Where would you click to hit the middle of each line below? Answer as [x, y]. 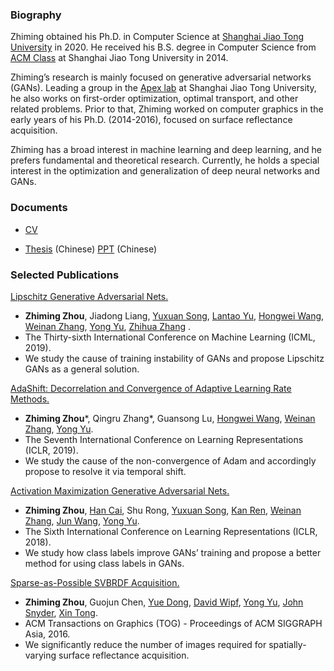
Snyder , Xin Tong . [61, 612]
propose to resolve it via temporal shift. [105, 471]
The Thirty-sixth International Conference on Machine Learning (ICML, [170, 337]
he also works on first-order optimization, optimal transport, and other [154, 99]
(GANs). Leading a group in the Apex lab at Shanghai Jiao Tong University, [163, 88]
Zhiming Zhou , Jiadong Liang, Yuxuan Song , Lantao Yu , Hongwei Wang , [174, 315]
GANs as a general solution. [82, 369]
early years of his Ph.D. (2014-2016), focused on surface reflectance [151, 120]
